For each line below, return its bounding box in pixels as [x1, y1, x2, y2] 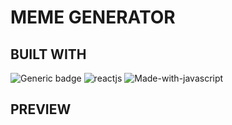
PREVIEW [10, 101, 72, 118]
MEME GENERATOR [10, 6, 176, 29]
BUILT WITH [10, 46, 87, 63]
